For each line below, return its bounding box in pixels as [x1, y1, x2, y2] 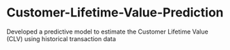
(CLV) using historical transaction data [6, 34, 116, 42]
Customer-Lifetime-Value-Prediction [6, 5, 224, 21]
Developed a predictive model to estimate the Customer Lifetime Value [6, 27, 209, 36]
